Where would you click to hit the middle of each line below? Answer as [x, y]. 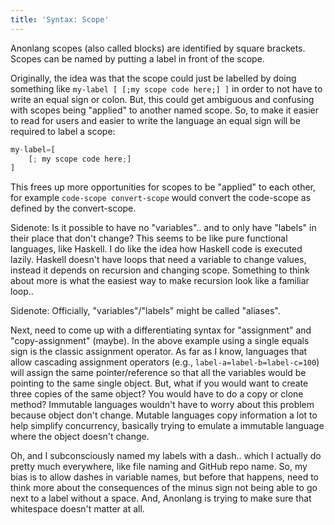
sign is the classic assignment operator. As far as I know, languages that [159, 352]
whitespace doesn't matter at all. [77, 509]
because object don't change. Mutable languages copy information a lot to [164, 415]
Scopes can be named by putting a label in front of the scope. [137, 58]
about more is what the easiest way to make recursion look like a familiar [160, 281]
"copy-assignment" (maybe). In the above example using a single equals [160, 341]
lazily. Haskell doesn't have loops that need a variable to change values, [158, 260]
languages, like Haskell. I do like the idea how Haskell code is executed [156, 249]
